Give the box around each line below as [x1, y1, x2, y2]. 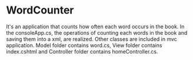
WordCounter [6, 4, 75, 17]
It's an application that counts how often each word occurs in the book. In [6, 23, 185, 30]
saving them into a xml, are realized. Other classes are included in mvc [6, 35, 178, 42]
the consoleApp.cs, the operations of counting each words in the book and [6, 29, 188, 36]
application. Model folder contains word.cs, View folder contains [6, 42, 162, 49]
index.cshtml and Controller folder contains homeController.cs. [6, 48, 158, 55]
